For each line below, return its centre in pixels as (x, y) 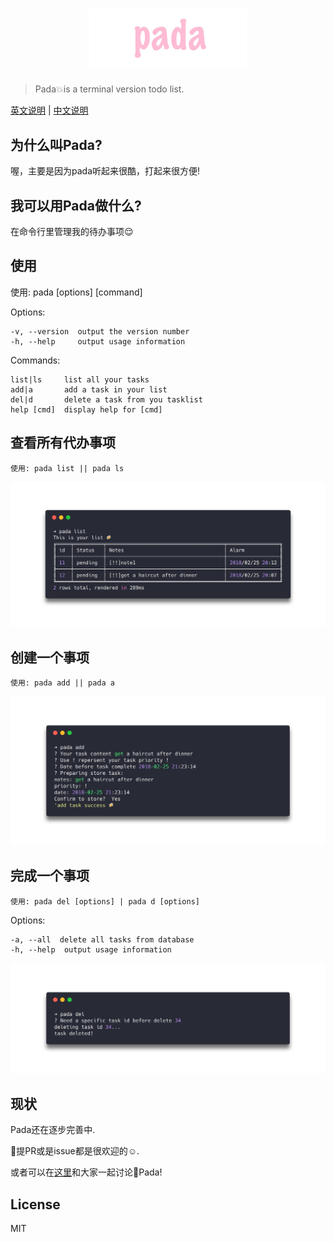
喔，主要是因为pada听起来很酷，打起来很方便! (105, 171)
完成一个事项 (50, 876)
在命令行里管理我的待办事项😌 (72, 232)
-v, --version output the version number (100, 331)
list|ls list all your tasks (80, 379)
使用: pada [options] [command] (76, 292)
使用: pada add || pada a (62, 683)
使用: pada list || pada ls (67, 468)
